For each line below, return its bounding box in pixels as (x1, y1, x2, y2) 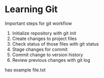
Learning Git (5, 4, 58, 15)
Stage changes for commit (12, 46, 68, 52)
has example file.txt (5, 67, 46, 73)
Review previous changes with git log (12, 57, 90, 63)
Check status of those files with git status (12, 41, 99, 47)
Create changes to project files (12, 35, 77, 42)
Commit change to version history (12, 52, 83, 58)
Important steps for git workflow (5, 20, 72, 26)
